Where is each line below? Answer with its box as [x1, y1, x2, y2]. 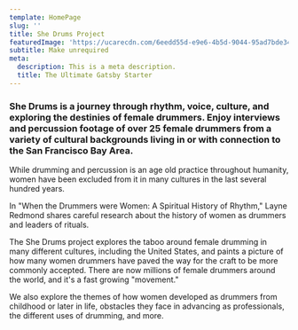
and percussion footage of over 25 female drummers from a [9, 122, 272, 134]
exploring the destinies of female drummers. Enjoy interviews [9, 111, 281, 123]
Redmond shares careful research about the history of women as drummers [9, 210, 286, 221]
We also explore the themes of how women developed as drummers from [9, 292, 278, 302]
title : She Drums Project [9, 29, 105, 38]
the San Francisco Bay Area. [9, 144, 134, 156]
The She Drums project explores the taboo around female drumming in [9, 237, 268, 247]
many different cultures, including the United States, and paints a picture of [9, 246, 284, 257]
